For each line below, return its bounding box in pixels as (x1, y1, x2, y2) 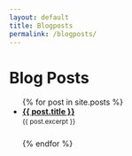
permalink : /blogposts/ (9, 29, 97, 38)
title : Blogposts (9, 21, 74, 30)
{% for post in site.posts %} (21, 97, 124, 107)
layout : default (9, 12, 69, 22)
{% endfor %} (21, 138, 74, 149)
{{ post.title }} (21, 106, 75, 117)
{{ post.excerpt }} (21, 117, 76, 127)
